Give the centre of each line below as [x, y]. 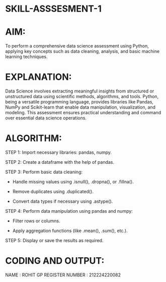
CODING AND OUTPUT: [55, 261]
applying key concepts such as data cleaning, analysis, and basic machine [82, 52]
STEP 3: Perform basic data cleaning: [44, 172]
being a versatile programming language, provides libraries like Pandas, [79, 102]
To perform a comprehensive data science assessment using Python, [77, 46]
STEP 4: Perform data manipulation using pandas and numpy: [69, 211]
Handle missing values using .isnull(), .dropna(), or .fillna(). [73, 182]
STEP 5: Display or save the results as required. [54, 240]
